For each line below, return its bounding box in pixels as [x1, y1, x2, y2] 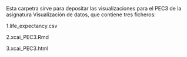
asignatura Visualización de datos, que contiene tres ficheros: [6, 11, 156, 18]
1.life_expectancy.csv [6, 23, 58, 29]
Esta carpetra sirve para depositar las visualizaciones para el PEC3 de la [6, 5, 182, 12]
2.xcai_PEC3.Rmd [6, 34, 49, 40]
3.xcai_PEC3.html [6, 45, 49, 52]
